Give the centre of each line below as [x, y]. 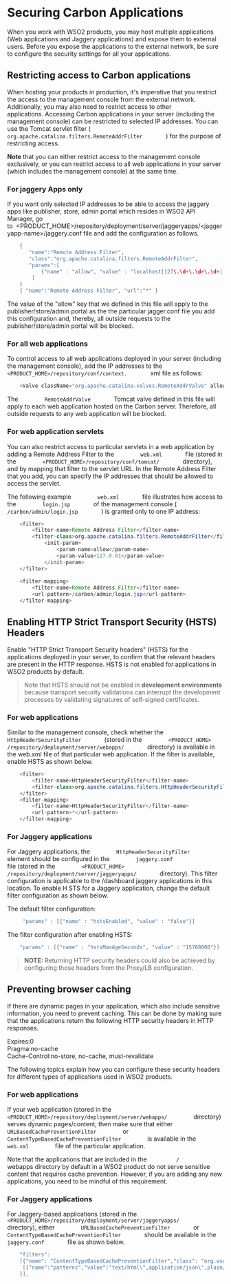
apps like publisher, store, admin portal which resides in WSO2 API [101, 211]
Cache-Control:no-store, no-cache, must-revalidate [80, 1056]
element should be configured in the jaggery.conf [90, 859]
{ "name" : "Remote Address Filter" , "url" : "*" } [89, 291]
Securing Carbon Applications [95, 13]
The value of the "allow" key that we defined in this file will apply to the [108, 304]
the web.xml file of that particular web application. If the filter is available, [111, 754]
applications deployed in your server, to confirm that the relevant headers [111, 656]
